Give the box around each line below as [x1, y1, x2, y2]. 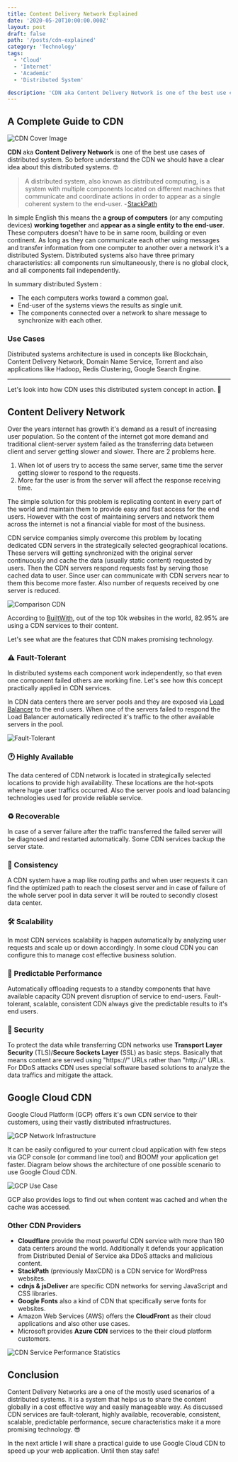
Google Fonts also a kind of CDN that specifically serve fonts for [17, 1297, 207, 1305]
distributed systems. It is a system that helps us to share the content [7, 1395, 207, 1404]
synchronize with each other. [17, 316, 103, 325]
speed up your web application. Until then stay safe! [7, 1446, 159, 1455]
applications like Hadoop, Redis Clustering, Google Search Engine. [7, 365, 201, 373]
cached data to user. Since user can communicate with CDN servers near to [7, 571, 229, 580]
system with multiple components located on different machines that [24, 185, 225, 193]
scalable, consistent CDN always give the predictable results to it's [33, 999, 228, 1008]
